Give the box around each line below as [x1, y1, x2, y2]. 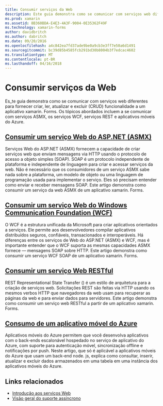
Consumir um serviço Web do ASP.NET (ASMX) [5, 133, 152, 141]
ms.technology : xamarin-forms [5, 25, 66, 30]
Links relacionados [5, 377, 64, 386]
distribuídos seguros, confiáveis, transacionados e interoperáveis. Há [5, 232, 144, 238]
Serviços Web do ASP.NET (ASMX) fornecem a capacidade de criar [5, 146, 141, 152]
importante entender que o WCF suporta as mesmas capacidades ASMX [5, 242, 150, 248]
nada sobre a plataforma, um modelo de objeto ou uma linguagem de [5, 171, 143, 177]
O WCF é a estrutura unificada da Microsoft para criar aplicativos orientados [5, 221, 158, 227]
